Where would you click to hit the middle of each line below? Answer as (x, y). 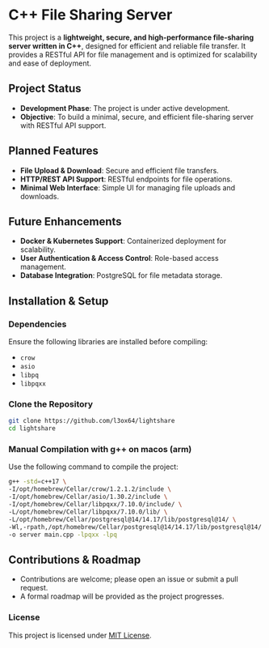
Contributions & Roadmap (75, 559)
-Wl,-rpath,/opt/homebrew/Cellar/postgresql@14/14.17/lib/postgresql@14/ (135, 527)
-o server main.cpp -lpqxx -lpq (63, 535)
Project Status (45, 89)
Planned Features (54, 151)
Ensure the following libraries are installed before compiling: (108, 342)
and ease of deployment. (50, 63)
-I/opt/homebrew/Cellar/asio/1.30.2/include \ (88, 497)
